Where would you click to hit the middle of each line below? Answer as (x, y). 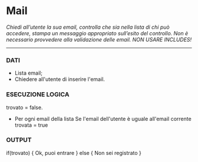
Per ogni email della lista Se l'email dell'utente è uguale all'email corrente (103, 119)
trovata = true (31, 125)
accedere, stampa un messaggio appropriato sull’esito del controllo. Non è (97, 33)
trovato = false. (24, 107)
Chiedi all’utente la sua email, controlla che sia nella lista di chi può (88, 27)
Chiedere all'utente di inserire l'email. (60, 79)
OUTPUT (19, 140)
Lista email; (29, 73)
